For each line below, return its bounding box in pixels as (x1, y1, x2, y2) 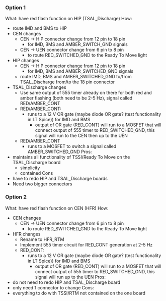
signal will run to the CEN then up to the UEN (35, 133, 128, 139)
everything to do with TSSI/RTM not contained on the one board (12, 290, 146, 296)
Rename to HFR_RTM (20, 236, 64, 242)
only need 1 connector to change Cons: (12, 284, 94, 290)
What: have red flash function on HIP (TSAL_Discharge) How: (5, 16, 132, 22)
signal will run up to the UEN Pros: (35, 274, 106, 280)
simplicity (20, 165, 40, 171)
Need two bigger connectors (12, 181, 72, 187)
